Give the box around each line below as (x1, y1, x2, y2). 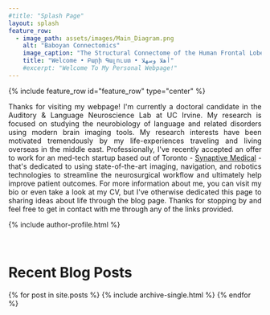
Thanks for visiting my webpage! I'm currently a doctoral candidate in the (8, 101, 262, 111)
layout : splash (8, 19, 59, 27)
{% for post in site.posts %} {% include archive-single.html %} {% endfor (8, 290, 252, 300)
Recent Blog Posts (8, 263, 133, 281)
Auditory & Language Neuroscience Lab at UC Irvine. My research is (8, 110, 262, 120)
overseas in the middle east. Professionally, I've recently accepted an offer (8, 144, 262, 153)
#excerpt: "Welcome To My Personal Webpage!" (22, 64, 178, 72)
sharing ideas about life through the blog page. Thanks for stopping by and (8, 195, 262, 205)
